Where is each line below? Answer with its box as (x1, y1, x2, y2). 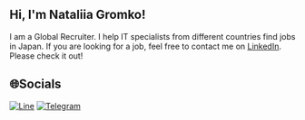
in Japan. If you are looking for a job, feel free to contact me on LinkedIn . (9, 41, 281, 51)
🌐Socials (9, 77, 62, 92)
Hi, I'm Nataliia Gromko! (9, 7, 146, 23)
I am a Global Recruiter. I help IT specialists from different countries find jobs (9, 31, 296, 42)
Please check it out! (9, 50, 84, 61)
